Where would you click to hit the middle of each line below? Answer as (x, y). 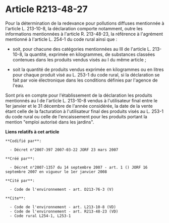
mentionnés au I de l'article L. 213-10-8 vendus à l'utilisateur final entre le (81, 100)
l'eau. (18, 85)
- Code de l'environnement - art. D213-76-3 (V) (62, 189)
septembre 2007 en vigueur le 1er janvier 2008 (56, 172)
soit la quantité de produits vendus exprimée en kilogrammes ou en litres (88, 69)
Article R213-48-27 (46, 9)
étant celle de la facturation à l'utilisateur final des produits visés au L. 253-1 (84, 111)
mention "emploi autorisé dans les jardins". (50, 122)
